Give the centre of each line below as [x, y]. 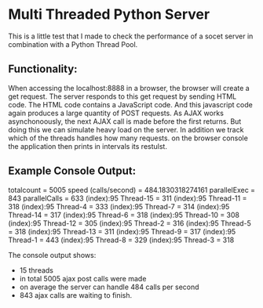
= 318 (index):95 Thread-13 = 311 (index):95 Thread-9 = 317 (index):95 [122, 231]
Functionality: [43, 69]
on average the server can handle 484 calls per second [109, 287]
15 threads [36, 270]
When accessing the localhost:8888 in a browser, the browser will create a [129, 88]
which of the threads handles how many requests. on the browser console [128, 138]
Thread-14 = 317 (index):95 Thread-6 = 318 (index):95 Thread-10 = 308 [124, 215]
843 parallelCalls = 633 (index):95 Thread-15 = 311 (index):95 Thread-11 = [128, 198]
